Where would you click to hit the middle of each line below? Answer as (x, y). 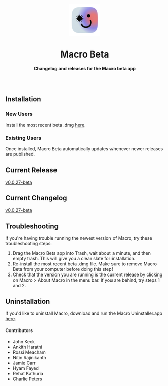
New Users (19, 114)
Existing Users (23, 138)
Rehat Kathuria (28, 374)
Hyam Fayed (26, 368)
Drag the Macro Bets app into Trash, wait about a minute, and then (82, 253)
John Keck (24, 342)
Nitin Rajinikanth (29, 358)
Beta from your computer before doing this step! (63, 269)
